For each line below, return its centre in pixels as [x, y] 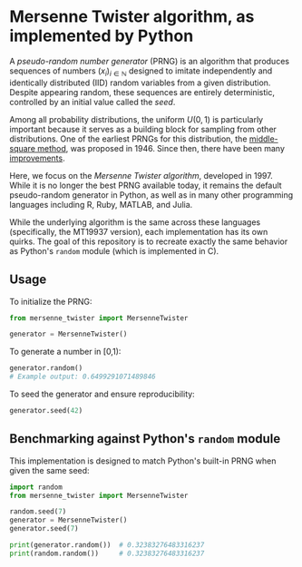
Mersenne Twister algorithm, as [132, 17]
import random [36, 487]
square [23, 148]
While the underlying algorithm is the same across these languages [135, 222]
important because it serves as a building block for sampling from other [143, 129]
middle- [263, 139]
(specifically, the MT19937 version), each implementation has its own [139, 231]
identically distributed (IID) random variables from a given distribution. [140, 83]
